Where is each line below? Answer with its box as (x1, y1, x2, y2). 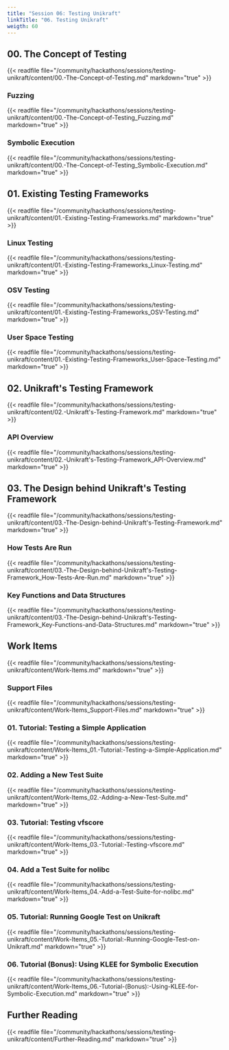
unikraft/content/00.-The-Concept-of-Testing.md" (7, 73, 149, 82)
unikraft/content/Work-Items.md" (7, 666, 101, 674)
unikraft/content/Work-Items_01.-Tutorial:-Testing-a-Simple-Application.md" (7, 745, 222, 754)
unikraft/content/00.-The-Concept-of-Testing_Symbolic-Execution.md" (7, 160, 208, 169)
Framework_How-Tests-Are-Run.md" (7, 573, 112, 582)
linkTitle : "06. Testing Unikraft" (7, 16, 109, 23)
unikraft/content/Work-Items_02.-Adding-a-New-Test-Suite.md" (7, 793, 189, 801)
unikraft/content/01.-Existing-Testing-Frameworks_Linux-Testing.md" (7, 261, 203, 269)
